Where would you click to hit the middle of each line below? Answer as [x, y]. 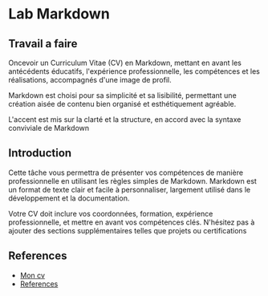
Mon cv [32, 275]
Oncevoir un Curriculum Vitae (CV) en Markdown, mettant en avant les [125, 63]
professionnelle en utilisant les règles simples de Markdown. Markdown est [132, 180]
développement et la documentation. [69, 198]
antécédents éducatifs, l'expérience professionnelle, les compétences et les [134, 71]
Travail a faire [43, 44]
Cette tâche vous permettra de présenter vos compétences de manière [126, 172]
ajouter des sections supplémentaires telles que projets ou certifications [128, 230]
